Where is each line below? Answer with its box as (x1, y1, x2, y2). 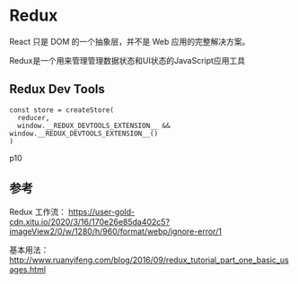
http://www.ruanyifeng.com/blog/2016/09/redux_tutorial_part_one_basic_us (9, 254, 289, 265)
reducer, (17, 113, 50, 122)
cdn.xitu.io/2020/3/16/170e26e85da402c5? (9, 216, 171, 227)
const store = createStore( (9, 105, 115, 115)
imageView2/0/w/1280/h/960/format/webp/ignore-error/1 (9, 226, 223, 237)
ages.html (9, 263, 47, 274)
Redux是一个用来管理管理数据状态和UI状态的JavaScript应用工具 (9, 55, 245, 65)
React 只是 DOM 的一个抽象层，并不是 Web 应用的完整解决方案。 (9, 36, 250, 47)
